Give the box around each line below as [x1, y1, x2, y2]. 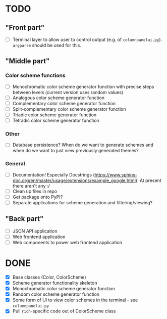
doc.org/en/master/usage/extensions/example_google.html [12, 177, 136, 184]
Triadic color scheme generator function [12, 112, 97, 118]
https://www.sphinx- [94, 171, 137, 177]
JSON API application [12, 228, 58, 234]
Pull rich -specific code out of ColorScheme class [12, 308, 116, 314]
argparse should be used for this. [12, 42, 82, 49]
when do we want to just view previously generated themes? [12, 148, 139, 154]
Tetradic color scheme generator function [12, 117, 99, 124]
